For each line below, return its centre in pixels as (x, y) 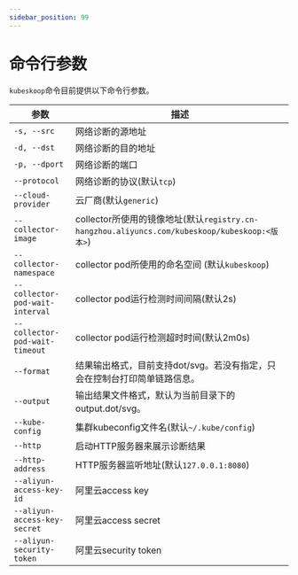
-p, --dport (39, 164)
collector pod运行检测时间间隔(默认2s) (156, 299)
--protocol (36, 181)
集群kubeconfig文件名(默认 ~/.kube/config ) (165, 427)
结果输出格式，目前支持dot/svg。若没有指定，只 (176, 365)
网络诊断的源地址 (111, 131)
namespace (34, 272)
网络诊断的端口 (106, 165)
